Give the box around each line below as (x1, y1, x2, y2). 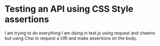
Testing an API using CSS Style (4, 3, 133, 15)
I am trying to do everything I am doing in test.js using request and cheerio (4, 30, 156, 36)
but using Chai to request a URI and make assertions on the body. (4, 35, 137, 41)
